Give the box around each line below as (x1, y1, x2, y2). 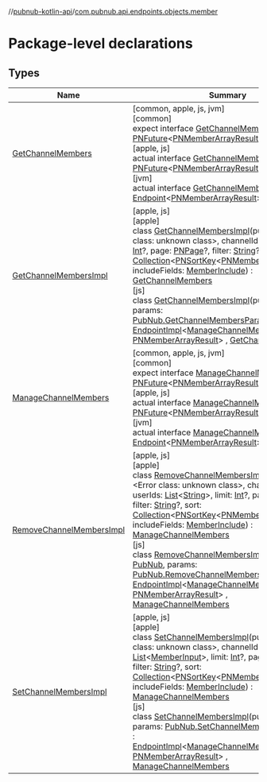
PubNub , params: (132, 559, 198, 570)
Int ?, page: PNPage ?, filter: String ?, (132, 246, 262, 256)
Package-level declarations (8, 35, 193, 52)
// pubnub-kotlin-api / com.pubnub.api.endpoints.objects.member (8, 7, 219, 16)
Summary (208, 90, 247, 100)
